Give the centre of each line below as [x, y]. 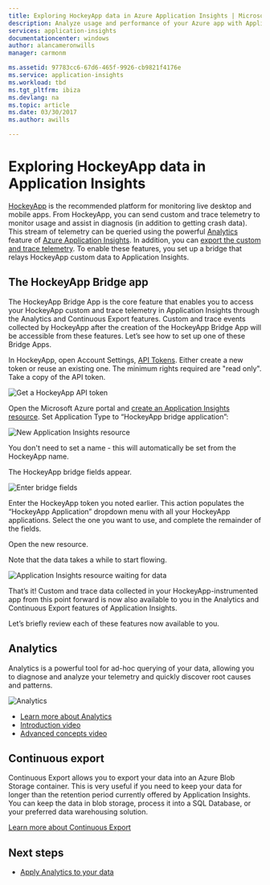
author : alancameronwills [51, 46]
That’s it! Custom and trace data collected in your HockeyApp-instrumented [133, 590]
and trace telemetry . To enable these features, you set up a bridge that [125, 248]
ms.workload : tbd [37, 82]
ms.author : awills [39, 120]
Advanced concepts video [63, 733]
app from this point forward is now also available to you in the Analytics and [134, 599]
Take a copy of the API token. [57, 377]
